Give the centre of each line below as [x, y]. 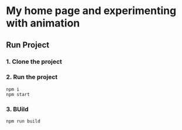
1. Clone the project [34, 61]
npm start [18, 94]
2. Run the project [32, 77]
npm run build [23, 121]
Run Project [28, 45]
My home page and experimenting [91, 11]
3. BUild [18, 109]
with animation [43, 23]
